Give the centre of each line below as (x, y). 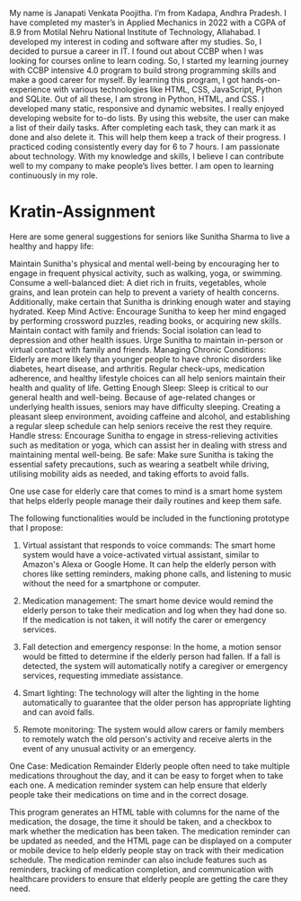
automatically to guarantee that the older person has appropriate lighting (157, 702)
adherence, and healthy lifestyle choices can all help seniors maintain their (147, 378)
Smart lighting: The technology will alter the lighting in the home (141, 692)
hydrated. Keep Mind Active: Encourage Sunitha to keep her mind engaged (148, 311)
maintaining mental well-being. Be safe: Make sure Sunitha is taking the (142, 454)
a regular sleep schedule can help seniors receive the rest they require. (141, 425)
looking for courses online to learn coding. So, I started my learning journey (149, 61)
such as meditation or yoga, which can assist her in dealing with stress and (148, 445)
